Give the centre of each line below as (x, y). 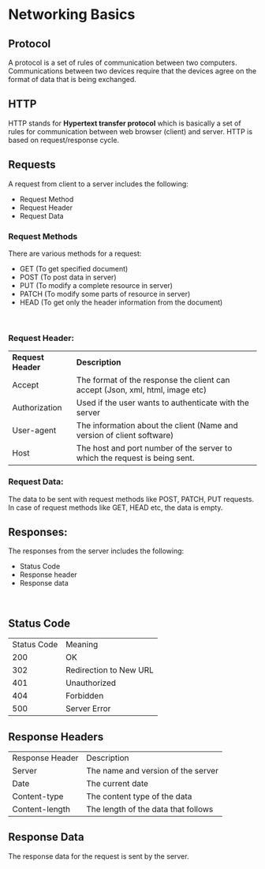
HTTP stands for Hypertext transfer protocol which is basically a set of (125, 123)
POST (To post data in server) (68, 277)
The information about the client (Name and (157, 425)
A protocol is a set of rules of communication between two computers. (123, 62)
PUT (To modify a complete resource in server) (96, 285)
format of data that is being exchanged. (72, 79)
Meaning (82, 645)
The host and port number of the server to (154, 448)
